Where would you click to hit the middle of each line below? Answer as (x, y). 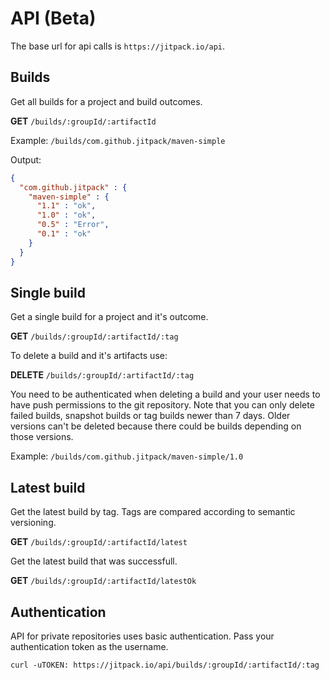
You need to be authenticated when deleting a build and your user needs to (165, 394)
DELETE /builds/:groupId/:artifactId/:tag (102, 375)
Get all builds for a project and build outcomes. (106, 101)
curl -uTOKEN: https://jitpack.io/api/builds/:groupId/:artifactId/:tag (165, 665)
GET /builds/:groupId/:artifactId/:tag (94, 336)
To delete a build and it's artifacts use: (89, 356)
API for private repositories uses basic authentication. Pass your (142, 636)
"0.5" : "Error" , (73, 225)
